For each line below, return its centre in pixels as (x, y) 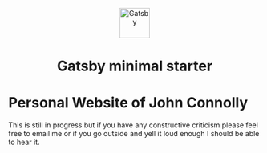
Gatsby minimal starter (135, 66)
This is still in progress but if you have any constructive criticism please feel (133, 125)
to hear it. (24, 142)
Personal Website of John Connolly (128, 103)
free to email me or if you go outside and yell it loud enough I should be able (134, 134)
